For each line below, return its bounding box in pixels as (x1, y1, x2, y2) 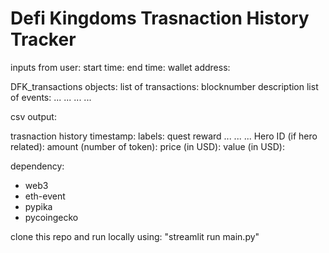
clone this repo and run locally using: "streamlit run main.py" (10, 230, 260, 242)
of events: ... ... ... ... (10, 91, 92, 103)
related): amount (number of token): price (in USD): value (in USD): (10, 140, 285, 152)
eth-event (24, 190, 66, 202)
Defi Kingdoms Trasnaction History (10, 7, 310, 30)
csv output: (10, 110, 57, 122)
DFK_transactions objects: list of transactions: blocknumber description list (10, 80, 319, 92)
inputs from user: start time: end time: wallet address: (10, 61, 231, 73)
